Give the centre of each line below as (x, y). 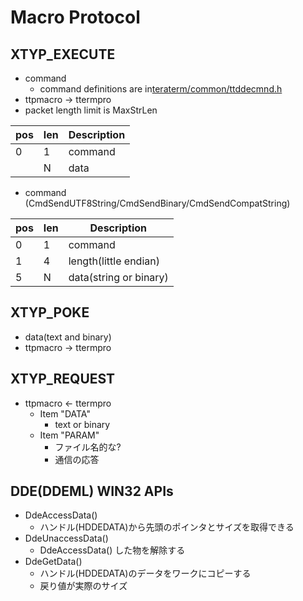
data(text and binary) (68, 337)
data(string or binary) (118, 277)
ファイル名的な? (88, 447)
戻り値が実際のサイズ (83, 586)
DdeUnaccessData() (66, 538)
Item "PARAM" (69, 435)
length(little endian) (114, 261)
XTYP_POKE (50, 312)
